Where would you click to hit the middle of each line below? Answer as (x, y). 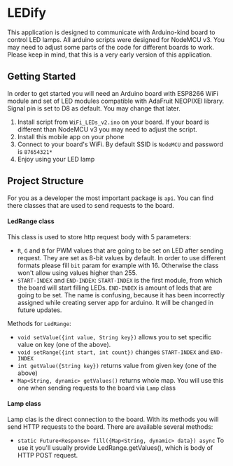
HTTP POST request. (48, 455)
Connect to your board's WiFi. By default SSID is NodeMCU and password (120, 144)
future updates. (40, 310)
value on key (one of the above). (64, 344)
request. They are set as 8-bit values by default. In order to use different (121, 257)
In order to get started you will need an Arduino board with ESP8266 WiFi (113, 93)
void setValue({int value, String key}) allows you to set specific (114, 337)
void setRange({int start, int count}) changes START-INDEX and (113, 352)
